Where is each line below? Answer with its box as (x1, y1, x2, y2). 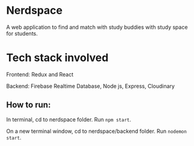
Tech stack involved (6, 51, 109, 65)
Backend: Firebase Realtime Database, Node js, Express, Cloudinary (6, 82, 175, 90)
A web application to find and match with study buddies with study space (6, 23, 188, 31)
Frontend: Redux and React (6, 70, 74, 78)
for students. (6, 29, 38, 37)
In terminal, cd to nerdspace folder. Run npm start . (6, 115, 132, 123)
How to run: (6, 100, 51, 110)
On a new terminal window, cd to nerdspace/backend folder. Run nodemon (6, 127, 187, 135)
